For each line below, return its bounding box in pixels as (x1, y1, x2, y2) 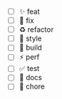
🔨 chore (18, 81, 45, 91)
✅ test (18, 64, 41, 73)
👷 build (18, 43, 43, 53)
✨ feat (18, 7, 41, 16)
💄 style (18, 34, 42, 43)
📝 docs (18, 73, 43, 82)
